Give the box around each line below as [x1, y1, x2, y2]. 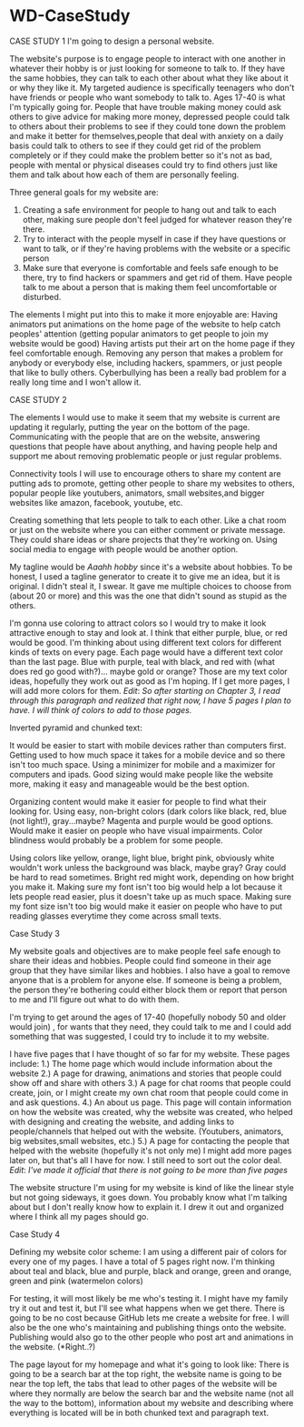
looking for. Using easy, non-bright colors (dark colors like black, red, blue [9, 806, 288, 817]
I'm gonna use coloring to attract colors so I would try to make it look [9, 618, 267, 628]
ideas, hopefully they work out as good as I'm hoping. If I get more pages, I [9, 675, 290, 687]
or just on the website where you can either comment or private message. [9, 524, 286, 535]
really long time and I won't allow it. [9, 377, 142, 387]
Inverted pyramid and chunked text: [9, 722, 142, 733]
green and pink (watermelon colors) [9, 1275, 143, 1286]
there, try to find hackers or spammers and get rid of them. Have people [22, 272, 293, 283]
